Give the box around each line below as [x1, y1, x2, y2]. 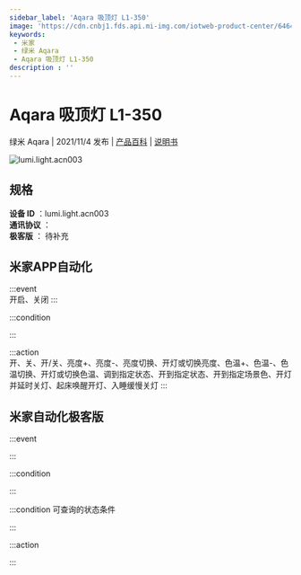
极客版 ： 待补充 [9, 230, 69, 241]
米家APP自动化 [9, 260, 92, 275]
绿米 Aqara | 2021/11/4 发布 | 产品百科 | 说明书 [9, 136, 178, 146]
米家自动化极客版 [9, 409, 104, 424]
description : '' [9, 64, 74, 73]
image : [9, 22, 34, 31]
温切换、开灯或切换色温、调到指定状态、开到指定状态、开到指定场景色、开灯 [9, 369, 292, 380]
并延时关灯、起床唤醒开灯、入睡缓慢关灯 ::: [9, 380, 168, 391]
